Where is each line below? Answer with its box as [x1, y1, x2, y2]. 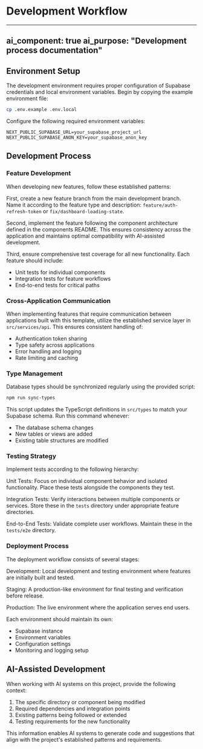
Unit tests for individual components [14, 268, 106, 276]
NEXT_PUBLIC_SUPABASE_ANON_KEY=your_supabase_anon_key [6, 135, 147, 141]
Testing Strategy [6, 452, 56, 461]
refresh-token [6, 208, 42, 215]
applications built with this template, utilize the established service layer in [6, 317, 192, 324]
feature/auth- [143, 202, 178, 208]
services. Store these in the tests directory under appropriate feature [6, 502, 179, 510]
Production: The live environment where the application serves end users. [6, 604, 190, 611]
